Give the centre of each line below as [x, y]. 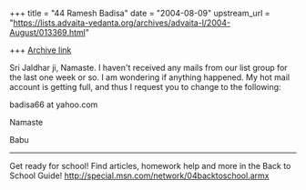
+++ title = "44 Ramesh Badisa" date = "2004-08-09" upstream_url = [140, 13]
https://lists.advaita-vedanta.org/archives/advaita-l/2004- [122, 23]
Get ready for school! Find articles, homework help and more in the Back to [150, 166]
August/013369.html [48, 32]
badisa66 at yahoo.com [54, 105]
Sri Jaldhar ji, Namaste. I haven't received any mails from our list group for [149, 68]
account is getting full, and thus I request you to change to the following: [145, 87]
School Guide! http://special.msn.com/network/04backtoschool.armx [139, 175]
